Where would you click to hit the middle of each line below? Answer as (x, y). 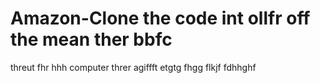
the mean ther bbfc (91, 39)
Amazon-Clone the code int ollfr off (160, 18)
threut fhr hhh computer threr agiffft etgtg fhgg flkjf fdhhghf (133, 67)
